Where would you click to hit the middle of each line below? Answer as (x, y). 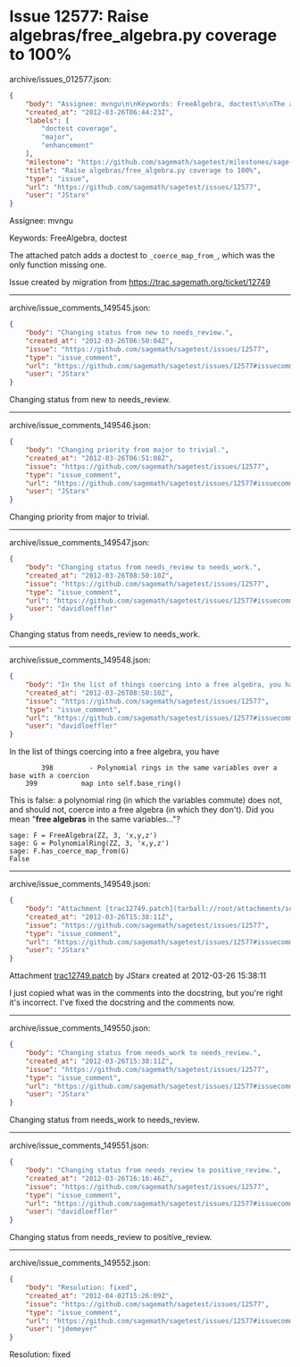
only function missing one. (58, 265)
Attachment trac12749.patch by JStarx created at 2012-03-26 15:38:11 (137, 975)
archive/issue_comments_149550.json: (80, 1028)
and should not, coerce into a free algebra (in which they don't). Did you (142, 810)
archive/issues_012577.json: (60, 79)
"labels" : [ (47, 121)
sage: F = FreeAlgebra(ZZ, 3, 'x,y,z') (83, 836)
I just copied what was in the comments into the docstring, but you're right (146, 993)
